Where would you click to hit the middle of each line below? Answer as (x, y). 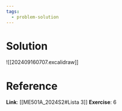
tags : (13, 11)
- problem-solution (35, 17)
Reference (32, 86)
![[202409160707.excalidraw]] (43, 62)
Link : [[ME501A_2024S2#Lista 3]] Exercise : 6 (61, 102)
